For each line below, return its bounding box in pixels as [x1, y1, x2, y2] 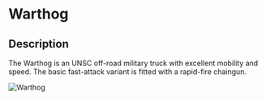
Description [8, 37, 69, 51]
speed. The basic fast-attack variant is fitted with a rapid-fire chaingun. [8, 67, 247, 77]
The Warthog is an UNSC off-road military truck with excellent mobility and [8, 58, 259, 68]
